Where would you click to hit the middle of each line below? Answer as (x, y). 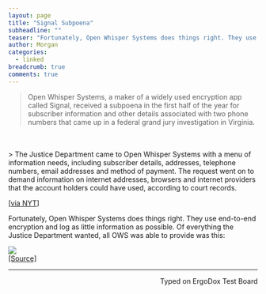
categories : (28, 52)
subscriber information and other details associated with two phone (138, 113)
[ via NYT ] (24, 203)
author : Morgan (33, 45)
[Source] (23, 258)
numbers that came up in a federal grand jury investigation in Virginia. (141, 122)
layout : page (30, 15)
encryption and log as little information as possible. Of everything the (121, 227)
